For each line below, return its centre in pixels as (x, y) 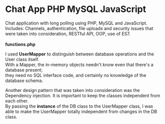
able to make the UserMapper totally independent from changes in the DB (81, 111)
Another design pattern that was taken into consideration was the (72, 90)
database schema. (24, 80)
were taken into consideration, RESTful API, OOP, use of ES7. (68, 33)
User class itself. (22, 59)
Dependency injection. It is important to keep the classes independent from (83, 95)
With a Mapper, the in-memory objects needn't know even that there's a (79, 64)
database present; (24, 70)
